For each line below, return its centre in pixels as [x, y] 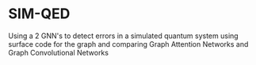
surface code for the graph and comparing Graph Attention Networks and [128, 44]
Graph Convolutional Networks [59, 52]
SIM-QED [39, 14]
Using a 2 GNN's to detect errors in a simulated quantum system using [124, 36]
